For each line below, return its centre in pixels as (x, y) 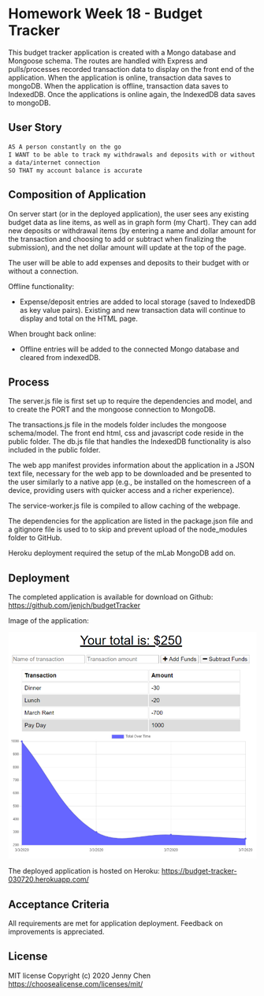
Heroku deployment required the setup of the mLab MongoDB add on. (122, 553)
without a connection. (43, 271)
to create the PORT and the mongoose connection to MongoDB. (112, 410)
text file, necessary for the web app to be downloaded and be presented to (130, 474)
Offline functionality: (41, 286)
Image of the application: (48, 621)
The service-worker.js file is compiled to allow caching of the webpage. (124, 506)
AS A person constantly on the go (65, 147)
